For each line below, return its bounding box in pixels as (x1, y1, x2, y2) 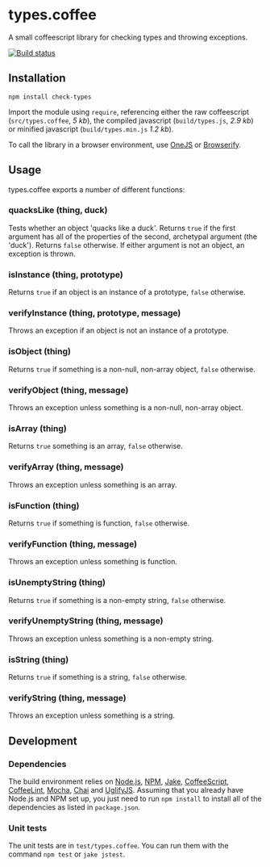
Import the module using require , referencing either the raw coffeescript (8, 107, 250, 116)
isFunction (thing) (8, 500, 80, 511)
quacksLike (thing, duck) (8, 204, 108, 216)
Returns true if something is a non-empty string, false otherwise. (8, 595, 226, 605)
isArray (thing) (8, 422, 67, 433)
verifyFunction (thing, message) (8, 538, 138, 550)
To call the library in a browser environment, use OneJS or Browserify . (8, 140, 242, 149)
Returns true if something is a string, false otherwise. (8, 672, 188, 682)
